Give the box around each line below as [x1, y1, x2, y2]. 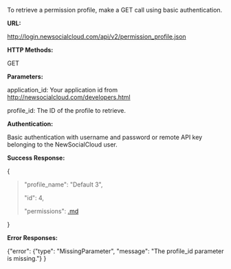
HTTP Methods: [7, 46, 54, 54]
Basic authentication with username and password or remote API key [7, 133, 203, 141]
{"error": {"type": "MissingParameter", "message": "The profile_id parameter [7, 247, 224, 255]
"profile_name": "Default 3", [23, 180, 103, 189]
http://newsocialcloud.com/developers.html [7, 93, 131, 101]
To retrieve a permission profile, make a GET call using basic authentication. [7, 6, 223, 14]
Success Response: [7, 154, 65, 162]
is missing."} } [7, 255, 47, 262]
